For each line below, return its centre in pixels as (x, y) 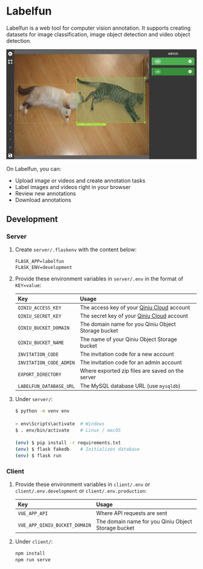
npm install (30, 553)
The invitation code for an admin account (131, 362)
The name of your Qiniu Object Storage (128, 339)
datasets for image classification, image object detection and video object (98, 34)
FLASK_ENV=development (43, 268)
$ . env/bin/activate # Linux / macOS (68, 430)
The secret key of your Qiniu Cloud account (134, 316)
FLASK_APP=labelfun (40, 262)
